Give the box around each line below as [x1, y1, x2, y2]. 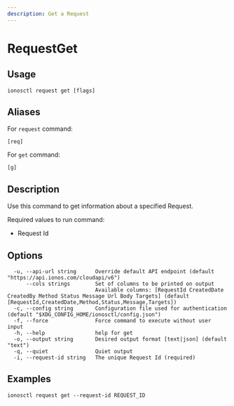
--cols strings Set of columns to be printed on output [25, 280, 215, 288]
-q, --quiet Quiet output [13, 348, 133, 355]
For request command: [7, 124, 74, 133]
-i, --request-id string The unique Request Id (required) [13, 354, 196, 362]
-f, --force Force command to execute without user [13, 317, 212, 325]
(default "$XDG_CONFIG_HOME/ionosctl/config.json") [7, 311, 161, 318]
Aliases [7, 106, 41, 118]
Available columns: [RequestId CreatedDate [95, 287, 224, 294]
